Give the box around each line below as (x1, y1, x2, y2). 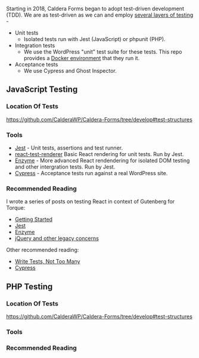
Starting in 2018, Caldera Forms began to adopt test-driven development (6, 5, 185, 12)
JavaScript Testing (6, 85, 78, 95)
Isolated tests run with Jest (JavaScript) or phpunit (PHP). (23, 36, 166, 42)
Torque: (6, 204, 26, 211)
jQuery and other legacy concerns (14, 235, 99, 242)
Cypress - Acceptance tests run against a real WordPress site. (14, 169, 168, 176)
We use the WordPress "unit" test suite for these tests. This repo (23, 48, 182, 55)
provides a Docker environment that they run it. (23, 55, 140, 61)
